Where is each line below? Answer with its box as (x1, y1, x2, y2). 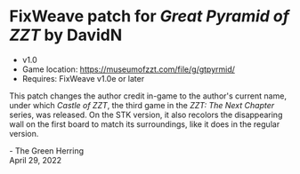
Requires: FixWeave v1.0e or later (21, 73, 145, 83)
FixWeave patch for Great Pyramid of (9, 6, 290, 27)
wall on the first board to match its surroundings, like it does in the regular (9, 118, 280, 130)
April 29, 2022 (9, 154, 62, 165)
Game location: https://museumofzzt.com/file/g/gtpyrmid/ (21, 64, 236, 75)
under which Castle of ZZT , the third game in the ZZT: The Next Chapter (9, 99, 275, 110)
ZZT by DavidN (9, 25, 123, 45)
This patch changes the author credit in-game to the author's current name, (9, 91, 288, 101)
